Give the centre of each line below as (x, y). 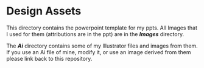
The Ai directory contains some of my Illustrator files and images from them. (102, 46)
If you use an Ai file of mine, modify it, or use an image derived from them (99, 52)
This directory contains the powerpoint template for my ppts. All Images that (102, 28)
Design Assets (44, 11)
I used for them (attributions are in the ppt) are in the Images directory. (95, 34)
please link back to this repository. (49, 58)
